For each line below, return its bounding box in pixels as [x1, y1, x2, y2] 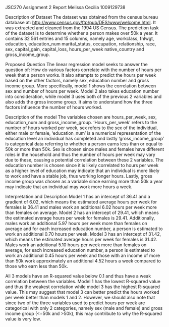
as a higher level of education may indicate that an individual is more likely [5, 168, 160, 174]
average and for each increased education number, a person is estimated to [5, 226, 163, 232]
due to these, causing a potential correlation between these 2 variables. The [5, 157, 164, 163]
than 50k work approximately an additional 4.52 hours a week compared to [5, 258, 161, 264]
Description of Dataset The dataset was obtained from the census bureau [5, 14, 158, 20]
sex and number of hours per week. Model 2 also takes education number [5, 88, 159, 94]
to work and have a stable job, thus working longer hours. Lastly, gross [5, 173, 153, 179]
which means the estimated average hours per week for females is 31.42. [5, 237, 157, 242]
